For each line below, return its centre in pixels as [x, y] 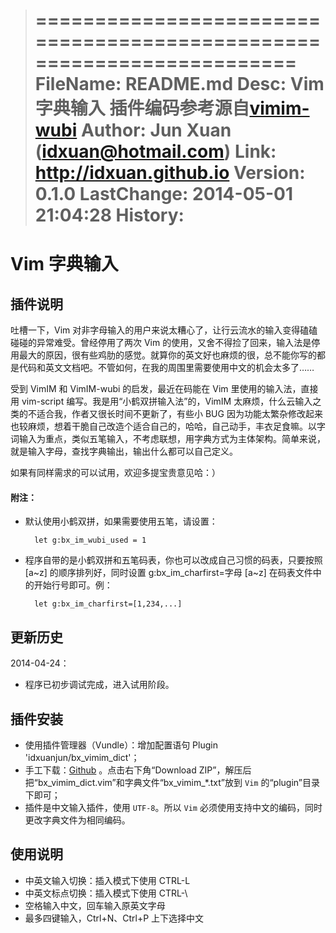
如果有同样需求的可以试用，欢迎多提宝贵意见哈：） [115, 473]
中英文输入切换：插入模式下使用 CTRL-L [107, 880]
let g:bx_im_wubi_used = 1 [90, 540]
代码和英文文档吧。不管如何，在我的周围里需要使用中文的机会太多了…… [166, 368]
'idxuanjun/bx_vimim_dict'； [82, 758]
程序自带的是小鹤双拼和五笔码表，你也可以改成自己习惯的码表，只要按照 [173, 560]
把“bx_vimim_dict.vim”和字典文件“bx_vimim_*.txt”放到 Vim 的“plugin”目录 [172, 783]
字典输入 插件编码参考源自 [142, 108]
